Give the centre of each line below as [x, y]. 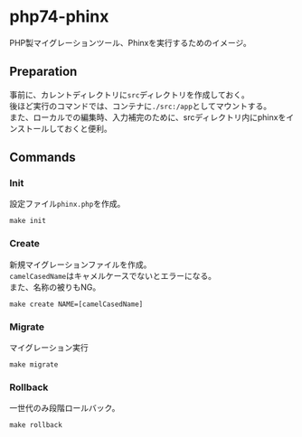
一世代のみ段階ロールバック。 [65, 408]
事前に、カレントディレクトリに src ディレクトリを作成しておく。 [130, 94]
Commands [43, 158]
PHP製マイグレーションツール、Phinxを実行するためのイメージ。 [130, 42]
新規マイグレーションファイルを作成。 [80, 265]
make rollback [36, 425]
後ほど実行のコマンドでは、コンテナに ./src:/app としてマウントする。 [141, 106]
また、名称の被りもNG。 [55, 287]
